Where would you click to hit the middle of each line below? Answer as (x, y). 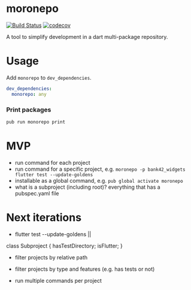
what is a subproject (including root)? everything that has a (87, 187)
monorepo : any (29, 94)
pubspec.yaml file (37, 193)
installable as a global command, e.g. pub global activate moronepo (99, 180)
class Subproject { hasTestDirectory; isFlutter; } (64, 246)
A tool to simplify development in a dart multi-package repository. (87, 37)
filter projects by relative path (51, 257)
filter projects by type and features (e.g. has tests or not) (85, 269)
